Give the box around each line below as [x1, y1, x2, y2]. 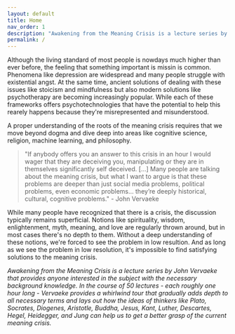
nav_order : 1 [7, 23, 46, 30]
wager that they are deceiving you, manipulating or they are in [24, 157, 204, 166]
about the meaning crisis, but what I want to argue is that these [24, 173, 207, 181]
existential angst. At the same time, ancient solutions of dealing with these [7, 78, 222, 86]
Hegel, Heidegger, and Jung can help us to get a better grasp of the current [7, 312, 227, 320]
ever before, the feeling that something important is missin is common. [7, 63, 212, 72]
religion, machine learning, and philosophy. [7, 136, 132, 145]
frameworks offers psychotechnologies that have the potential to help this [7, 100, 221, 109]
